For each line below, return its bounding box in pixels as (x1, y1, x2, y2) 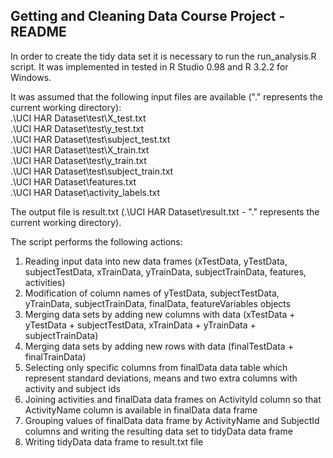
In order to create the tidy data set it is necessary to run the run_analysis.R (10, 50, 317, 62)
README (10, 24, 67, 41)
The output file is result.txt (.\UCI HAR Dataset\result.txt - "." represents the (10, 205, 320, 218)
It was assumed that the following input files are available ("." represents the (10, 90, 323, 103)
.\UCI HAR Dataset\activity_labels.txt (10, 186, 161, 198)
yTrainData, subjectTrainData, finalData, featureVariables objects (24, 297, 292, 309)
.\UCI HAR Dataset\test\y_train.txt (10, 154, 147, 166)
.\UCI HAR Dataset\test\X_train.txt (10, 144, 150, 156)
